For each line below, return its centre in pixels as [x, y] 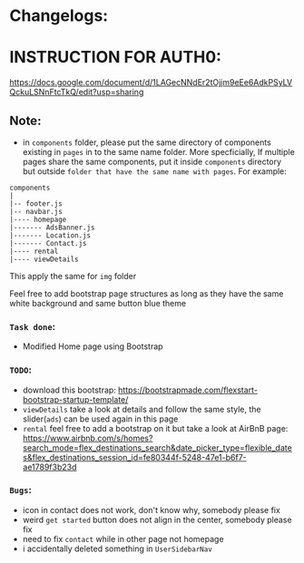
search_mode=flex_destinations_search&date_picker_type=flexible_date [157, 447]
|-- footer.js [36, 204]
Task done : [33, 326]
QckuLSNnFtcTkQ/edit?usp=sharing [77, 92]
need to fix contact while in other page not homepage [123, 539]
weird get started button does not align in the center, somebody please [157, 519]
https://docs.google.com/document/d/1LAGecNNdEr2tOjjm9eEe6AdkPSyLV [151, 83]
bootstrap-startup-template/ [75, 399]
